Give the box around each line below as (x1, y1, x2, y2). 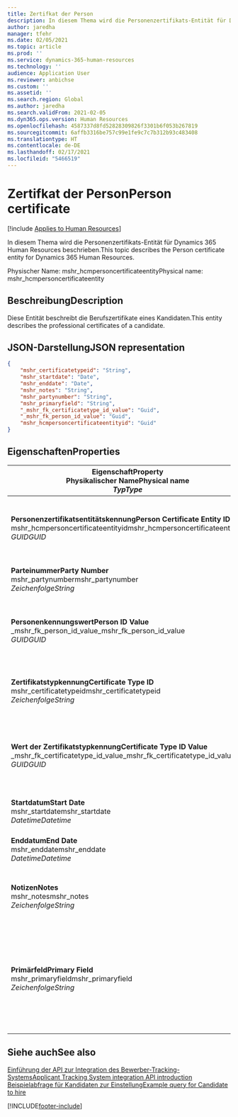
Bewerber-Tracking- (120, 1065, 181, 1074)
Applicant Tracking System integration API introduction (32, 1072, 193, 1081)
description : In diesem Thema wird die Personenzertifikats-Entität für (7, 17, 227, 24)
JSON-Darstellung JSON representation (7, 341, 186, 354)
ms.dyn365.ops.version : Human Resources (7, 115, 129, 123)
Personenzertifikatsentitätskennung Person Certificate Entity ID (11, 514, 231, 524)
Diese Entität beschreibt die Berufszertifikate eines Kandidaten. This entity (7, 313, 222, 322)
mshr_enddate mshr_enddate (11, 844, 106, 854)
